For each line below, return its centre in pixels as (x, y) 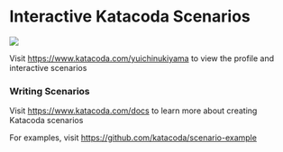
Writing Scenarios (50, 91)
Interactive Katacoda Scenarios (130, 17)
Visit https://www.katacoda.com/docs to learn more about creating (133, 111)
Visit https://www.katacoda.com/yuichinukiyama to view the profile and (142, 58)
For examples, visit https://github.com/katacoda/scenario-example (133, 138)
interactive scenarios (48, 67)
